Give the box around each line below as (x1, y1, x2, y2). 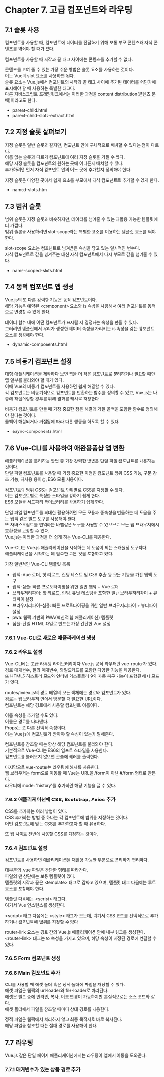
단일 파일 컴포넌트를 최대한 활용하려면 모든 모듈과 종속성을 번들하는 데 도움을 (5, 510, 152, 516)
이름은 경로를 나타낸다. (5, 719, 48, 725)
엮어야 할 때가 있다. (18, 46, 55, 52)
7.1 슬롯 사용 (5, 26, 39, 34)
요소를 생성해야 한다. (5, 332, 45, 338)
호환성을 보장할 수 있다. (5, 528, 50, 534)
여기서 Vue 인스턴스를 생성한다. (5, 902, 66, 908)
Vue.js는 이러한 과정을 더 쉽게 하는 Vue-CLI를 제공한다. (5, 534, 111, 540)
